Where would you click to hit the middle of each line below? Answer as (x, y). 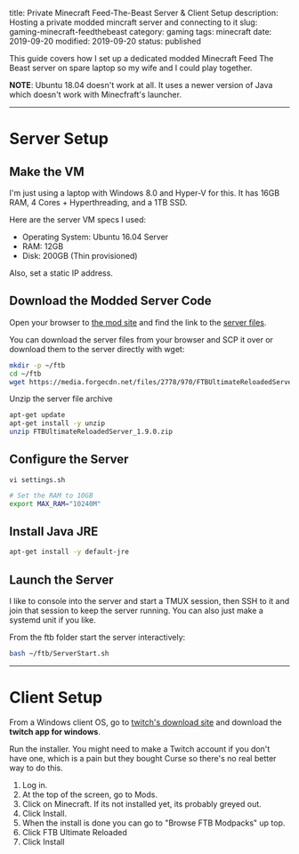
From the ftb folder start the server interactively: (97, 637)
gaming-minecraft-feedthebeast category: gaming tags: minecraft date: (141, 32)
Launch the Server (61, 580)
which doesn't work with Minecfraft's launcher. (96, 94)
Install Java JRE (54, 532)
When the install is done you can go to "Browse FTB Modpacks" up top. (154, 823)
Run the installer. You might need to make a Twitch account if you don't (140, 749)
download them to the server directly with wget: (97, 349)
